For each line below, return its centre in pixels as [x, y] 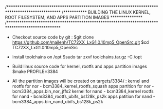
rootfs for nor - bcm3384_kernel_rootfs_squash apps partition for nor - [83, 86]
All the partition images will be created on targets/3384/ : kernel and [81, 81]
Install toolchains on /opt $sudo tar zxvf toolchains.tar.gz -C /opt [77, 57]
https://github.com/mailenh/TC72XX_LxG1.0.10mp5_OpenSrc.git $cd [81, 42]
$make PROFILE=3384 [35, 72]
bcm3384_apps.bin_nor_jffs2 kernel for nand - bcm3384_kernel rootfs [83, 91]
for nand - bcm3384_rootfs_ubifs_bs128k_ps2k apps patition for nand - [83, 96]
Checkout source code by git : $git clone [53, 37]
